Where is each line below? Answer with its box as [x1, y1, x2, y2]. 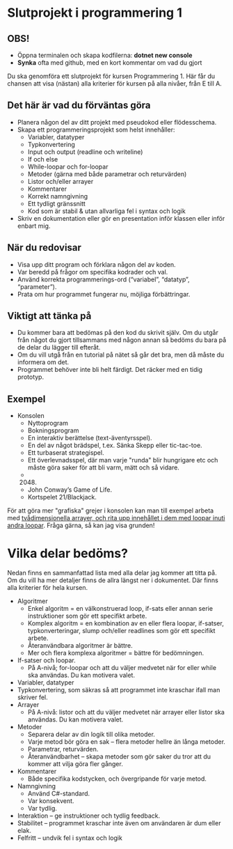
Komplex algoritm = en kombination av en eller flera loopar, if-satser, [27, 619, 224, 628]
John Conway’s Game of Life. [27, 485, 113, 494]
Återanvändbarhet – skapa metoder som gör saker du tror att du [27, 752, 211, 761]
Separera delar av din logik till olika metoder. [27, 730, 155, 739]
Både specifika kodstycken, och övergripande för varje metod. [27, 774, 207, 783]
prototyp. [17, 373, 44, 381]
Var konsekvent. [27, 797, 74, 805]
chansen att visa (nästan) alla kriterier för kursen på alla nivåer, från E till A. [7, 79, 223, 88]
